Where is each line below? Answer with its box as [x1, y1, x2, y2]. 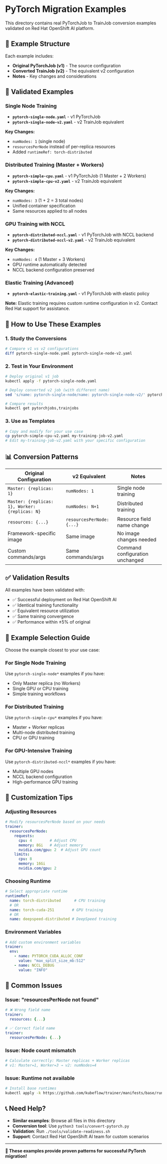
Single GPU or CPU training [12, 685, 69, 691]
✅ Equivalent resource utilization [12, 608, 80, 614]
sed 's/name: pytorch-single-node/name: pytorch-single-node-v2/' [5, 392, 146, 397]
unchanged [117, 557, 144, 564]
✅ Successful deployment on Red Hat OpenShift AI [12, 596, 117, 602]
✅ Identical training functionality [12, 602, 79, 608]
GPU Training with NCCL [5, 220, 66, 227]
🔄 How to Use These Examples [5, 320, 101, 328]
